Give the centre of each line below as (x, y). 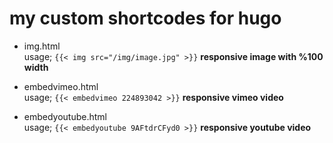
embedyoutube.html (65, 116)
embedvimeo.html (61, 86)
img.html (42, 46)
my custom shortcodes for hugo (145, 18)
